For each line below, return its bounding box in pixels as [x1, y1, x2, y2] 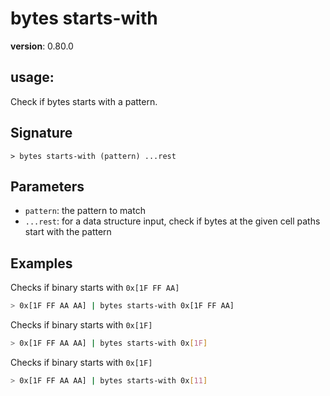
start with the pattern [24, 226, 112, 238]
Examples [10, 255, 73, 272]
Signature [10, 125, 73, 142]
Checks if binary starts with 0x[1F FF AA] [10, 282, 180, 294]
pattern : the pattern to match [24, 205, 146, 217]
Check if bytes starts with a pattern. [10, 95, 158, 107]
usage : [10, 69, 55, 86]
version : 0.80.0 [10, 40, 74, 52]
